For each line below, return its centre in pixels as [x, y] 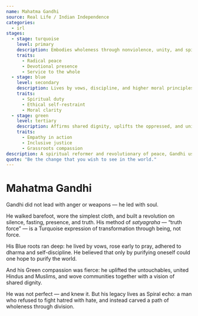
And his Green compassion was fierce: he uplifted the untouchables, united [98, 270]
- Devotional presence [49, 66]
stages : [16, 34]
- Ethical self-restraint [53, 104]
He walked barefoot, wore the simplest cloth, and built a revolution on [90, 216]
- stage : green [30, 115]
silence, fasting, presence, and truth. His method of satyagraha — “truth [94, 222]
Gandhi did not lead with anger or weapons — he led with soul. [82, 205]
